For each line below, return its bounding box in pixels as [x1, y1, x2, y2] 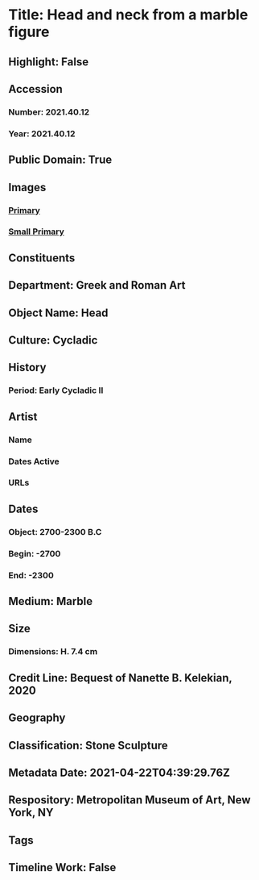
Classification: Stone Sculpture [8, 738, 169, 752]
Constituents [8, 251, 76, 265]
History [8, 361, 47, 374]
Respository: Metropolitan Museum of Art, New [8, 793, 251, 807]
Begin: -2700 [8, 548, 61, 559]
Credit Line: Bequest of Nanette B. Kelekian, [8, 671, 232, 685]
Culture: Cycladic [8, 333, 98, 347]
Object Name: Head [8, 306, 109, 319]
